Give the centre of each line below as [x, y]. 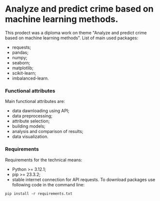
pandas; [20, 52]
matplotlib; [23, 68]
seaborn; [21, 63]
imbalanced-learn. [31, 78]
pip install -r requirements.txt [39, 193]
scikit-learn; [24, 73]
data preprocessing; [32, 116]
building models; [29, 126]
